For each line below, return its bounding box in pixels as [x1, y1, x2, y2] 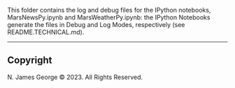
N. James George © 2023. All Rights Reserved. [7, 73, 143, 81]
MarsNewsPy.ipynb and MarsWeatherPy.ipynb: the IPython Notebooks [7, 13, 211, 21]
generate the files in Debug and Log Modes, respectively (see [7, 21, 185, 28]
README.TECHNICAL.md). [7, 28, 85, 36]
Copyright [7, 55, 52, 67]
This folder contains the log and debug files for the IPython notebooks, [7, 6, 211, 14]
